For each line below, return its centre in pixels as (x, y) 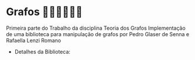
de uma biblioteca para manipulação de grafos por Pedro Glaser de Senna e (97, 34)
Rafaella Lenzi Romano (34, 40)
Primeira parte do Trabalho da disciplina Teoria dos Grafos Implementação (96, 28)
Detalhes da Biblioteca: (42, 51)
